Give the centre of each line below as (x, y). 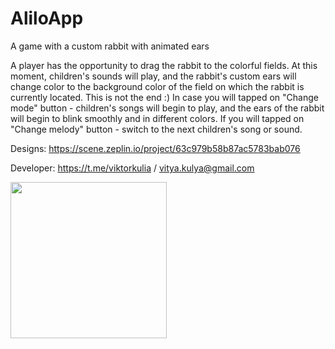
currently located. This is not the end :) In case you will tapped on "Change (164, 97)
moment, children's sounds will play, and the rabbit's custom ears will (153, 76)
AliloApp (47, 18)
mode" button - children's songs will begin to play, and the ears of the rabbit (167, 108)
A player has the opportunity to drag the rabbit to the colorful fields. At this (164, 65)
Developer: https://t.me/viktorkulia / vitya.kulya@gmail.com (132, 168)
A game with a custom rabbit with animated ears (110, 46)
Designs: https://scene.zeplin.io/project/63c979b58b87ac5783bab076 (155, 148)
